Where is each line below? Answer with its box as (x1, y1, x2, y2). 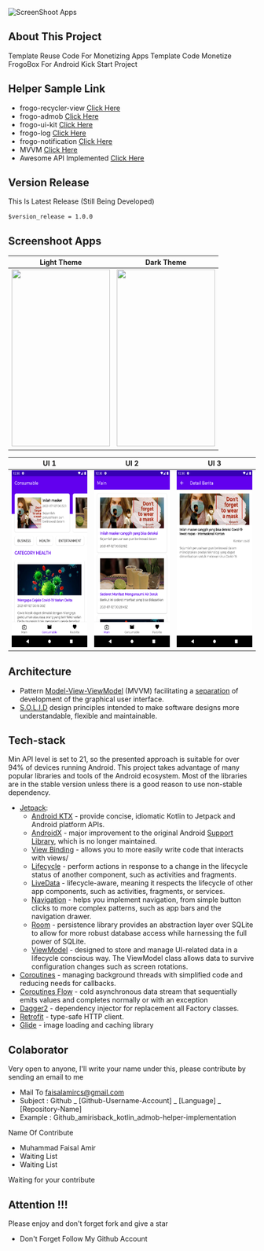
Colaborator (8, 1043, 68, 1057)
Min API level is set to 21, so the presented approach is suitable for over (8, 755, 240, 764)
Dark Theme (145, 257, 187, 267)
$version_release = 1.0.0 (8, 213, 93, 221)
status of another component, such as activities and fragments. (31, 870, 237, 880)
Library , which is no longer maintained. (31, 837, 157, 846)
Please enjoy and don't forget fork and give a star (8, 1219, 169, 1228)
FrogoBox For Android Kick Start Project (8, 59, 137, 68)
